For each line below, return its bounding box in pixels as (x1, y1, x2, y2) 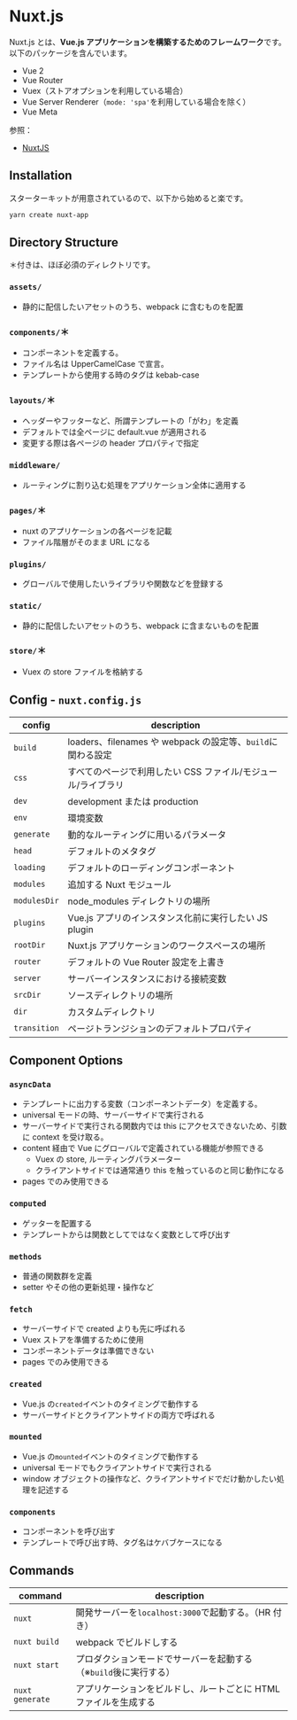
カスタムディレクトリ (67, 1006, 156, 1018)
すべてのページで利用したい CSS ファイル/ (67, 765, 243, 777)
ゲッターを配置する (21, 1218, 93, 1228)
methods (9, 1251, 42, 1262)
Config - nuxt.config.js (9, 693, 142, 708)
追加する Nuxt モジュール (67, 878, 172, 891)
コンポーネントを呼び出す (21, 1526, 116, 1537)
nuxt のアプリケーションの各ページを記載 (21, 525, 172, 536)
